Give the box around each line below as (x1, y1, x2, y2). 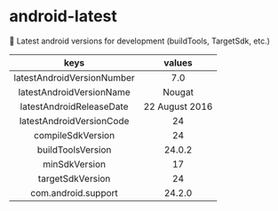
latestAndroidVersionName (18, 86, 131, 98)
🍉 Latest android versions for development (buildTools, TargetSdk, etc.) (9, 35, 271, 46)
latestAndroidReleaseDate (20, 100, 129, 113)
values (163, 56, 193, 68)
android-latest (9, 6, 118, 27)
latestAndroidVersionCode (19, 114, 130, 127)
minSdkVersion (43, 158, 107, 170)
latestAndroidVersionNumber (13, 71, 135, 83)
